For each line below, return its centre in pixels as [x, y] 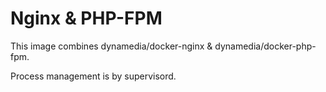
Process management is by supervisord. [93, 76]
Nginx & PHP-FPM [86, 18]
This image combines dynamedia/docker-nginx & [111, 46]
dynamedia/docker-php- [265, 46]
